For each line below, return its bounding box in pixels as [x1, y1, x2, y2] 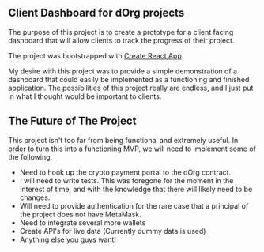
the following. [8, 152, 53, 161]
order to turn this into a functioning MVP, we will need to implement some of [8, 144, 257, 153]
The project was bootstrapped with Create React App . [8, 51, 184, 60]
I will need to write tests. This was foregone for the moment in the [19, 175, 234, 185]
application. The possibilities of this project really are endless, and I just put [8, 83, 254, 92]
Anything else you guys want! [19, 235, 117, 244]
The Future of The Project [8, 115, 137, 128]
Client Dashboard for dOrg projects [8, 6, 185, 20]
